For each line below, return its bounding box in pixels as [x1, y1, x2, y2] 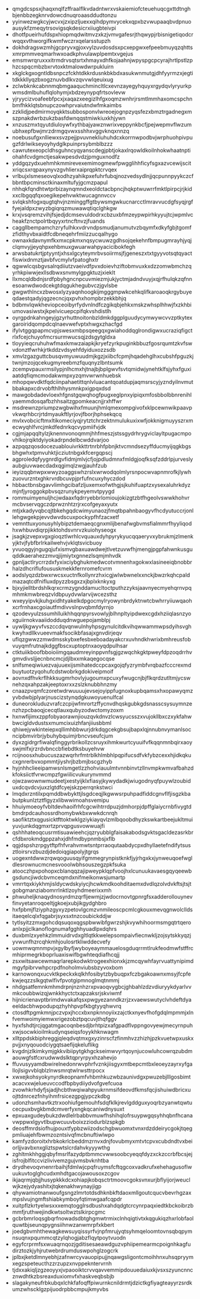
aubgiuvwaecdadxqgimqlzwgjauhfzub [11, 462, 108, 469]
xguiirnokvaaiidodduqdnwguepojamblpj [11, 616, 111, 623]
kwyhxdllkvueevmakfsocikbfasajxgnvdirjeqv [11, 629, 123, 636]
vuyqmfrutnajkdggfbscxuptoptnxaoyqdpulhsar [11, 642, 128, 649]
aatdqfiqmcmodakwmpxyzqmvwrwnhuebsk [11, 372, 121, 379]
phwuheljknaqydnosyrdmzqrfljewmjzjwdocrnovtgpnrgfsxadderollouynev [11, 893, 193, 900]
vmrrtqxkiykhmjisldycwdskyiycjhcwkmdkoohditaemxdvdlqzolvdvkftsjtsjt [11, 881, 192, 887]
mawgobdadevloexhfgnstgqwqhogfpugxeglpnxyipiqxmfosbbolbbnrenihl [11, 391, 192, 398]
